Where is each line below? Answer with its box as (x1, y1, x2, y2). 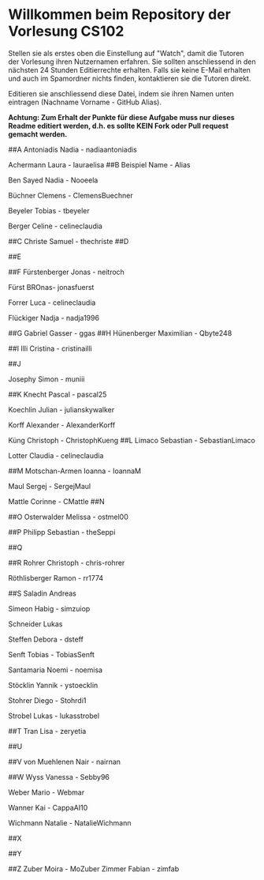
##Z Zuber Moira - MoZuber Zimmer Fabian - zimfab (8, 863, 180, 874)
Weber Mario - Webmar (8, 788, 85, 797)
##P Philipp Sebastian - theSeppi (8, 527, 116, 536)
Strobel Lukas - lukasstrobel (8, 711, 100, 720)
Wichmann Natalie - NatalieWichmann (8, 818, 132, 827)
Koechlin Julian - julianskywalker (8, 404, 115, 414)
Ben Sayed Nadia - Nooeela (8, 175, 99, 185)
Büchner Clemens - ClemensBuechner (8, 190, 133, 200)
